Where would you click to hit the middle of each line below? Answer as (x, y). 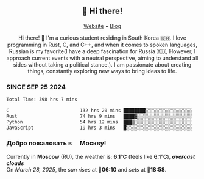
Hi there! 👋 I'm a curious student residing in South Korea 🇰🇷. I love (102, 38)
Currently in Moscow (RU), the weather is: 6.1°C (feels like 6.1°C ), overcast (101, 156)
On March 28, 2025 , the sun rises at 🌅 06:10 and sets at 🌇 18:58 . (86, 169)
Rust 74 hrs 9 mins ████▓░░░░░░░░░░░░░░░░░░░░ (99, 116)
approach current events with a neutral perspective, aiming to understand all (102, 58)
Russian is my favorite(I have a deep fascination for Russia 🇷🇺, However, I (102, 51)
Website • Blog (102, 26)
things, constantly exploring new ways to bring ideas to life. (102, 71)
